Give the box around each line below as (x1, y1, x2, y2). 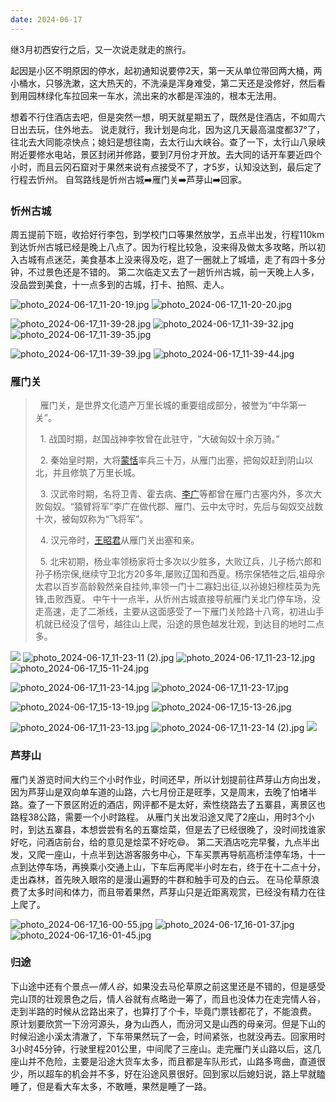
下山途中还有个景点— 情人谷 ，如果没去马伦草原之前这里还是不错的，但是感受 (10, 980, 326, 992)
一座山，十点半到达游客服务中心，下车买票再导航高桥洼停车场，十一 (44, 848, 326, 860)
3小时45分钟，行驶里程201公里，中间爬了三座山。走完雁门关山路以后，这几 (10, 1042, 322, 1055)
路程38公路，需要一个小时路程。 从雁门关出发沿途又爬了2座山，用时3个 (10, 811, 307, 823)
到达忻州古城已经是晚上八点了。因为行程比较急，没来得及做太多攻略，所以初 (10, 241, 326, 253)
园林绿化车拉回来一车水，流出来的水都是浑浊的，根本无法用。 (27, 89, 282, 101)
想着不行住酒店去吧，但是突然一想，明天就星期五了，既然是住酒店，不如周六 (10, 111, 326, 123)
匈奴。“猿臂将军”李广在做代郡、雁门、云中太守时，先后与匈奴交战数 (43, 501, 324, 513)
